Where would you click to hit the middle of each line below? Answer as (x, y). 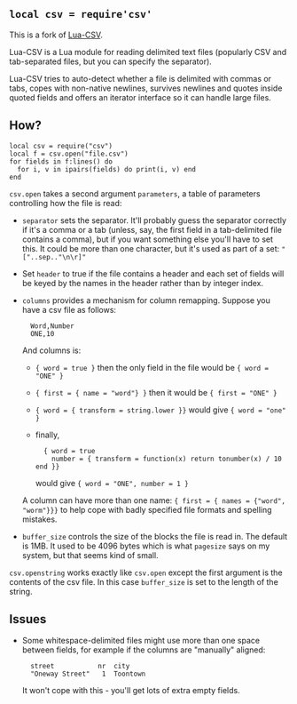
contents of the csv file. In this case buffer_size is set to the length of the (144, 581)
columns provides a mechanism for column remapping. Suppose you (146, 300)
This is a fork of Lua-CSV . (56, 35)
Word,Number (52, 326)
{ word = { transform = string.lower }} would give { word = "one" (160, 410)
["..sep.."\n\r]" (54, 257)
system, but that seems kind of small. (90, 555)
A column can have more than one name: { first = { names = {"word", (154, 500)
